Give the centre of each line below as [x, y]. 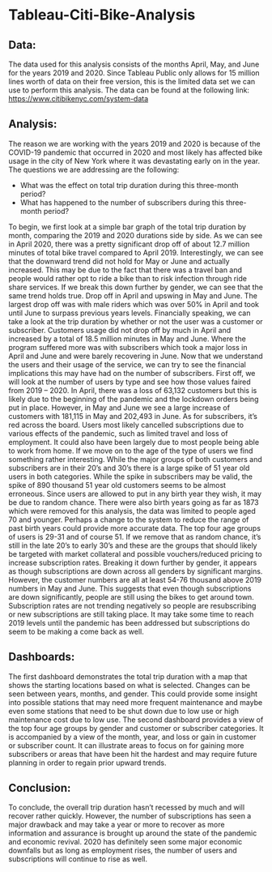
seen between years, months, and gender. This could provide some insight [133, 694]
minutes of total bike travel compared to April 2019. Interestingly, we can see [136, 252]
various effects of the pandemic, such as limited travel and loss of [118, 433]
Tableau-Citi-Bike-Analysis [102, 15]
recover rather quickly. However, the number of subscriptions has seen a [130, 816]
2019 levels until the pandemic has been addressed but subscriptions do [129, 622]
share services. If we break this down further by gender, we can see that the [136, 287]
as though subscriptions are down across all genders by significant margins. [136, 571]
